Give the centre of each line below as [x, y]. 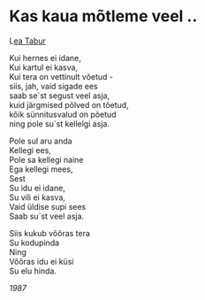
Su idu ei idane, [38, 188]
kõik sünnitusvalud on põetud [63, 114]
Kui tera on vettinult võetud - [61, 76]
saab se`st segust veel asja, [60, 96]
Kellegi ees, [30, 150]
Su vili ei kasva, [38, 197]
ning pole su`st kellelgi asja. [60, 123]
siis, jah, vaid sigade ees [54, 86]
